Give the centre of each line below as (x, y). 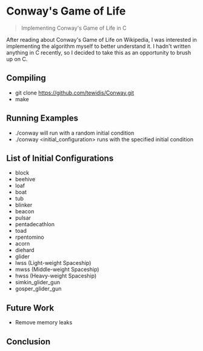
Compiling (26, 78)
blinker (24, 205)
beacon (25, 212)
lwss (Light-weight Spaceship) (53, 263)
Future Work (30, 308)
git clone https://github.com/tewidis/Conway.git (75, 93)
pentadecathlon (35, 224)
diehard (25, 250)
